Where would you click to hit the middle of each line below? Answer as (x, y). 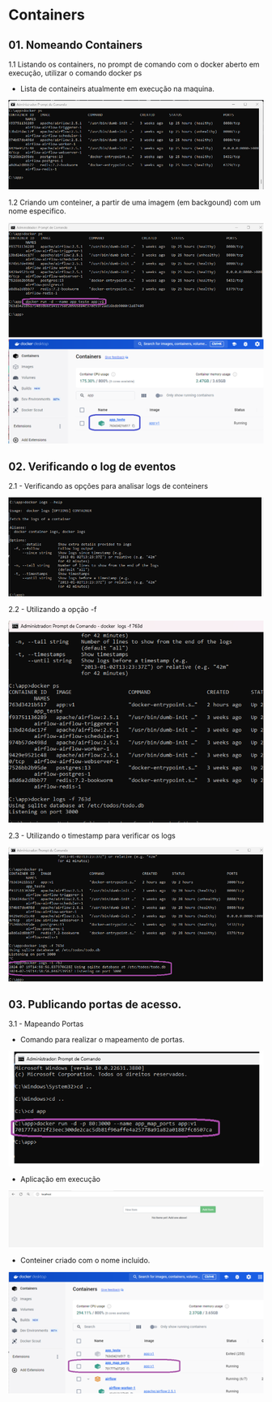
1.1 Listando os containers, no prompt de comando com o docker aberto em (134, 64)
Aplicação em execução (60, 1180)
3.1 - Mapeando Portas (46, 1024)
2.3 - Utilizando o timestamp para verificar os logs (92, 836)
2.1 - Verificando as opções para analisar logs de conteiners (108, 486)
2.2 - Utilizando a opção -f (53, 609)
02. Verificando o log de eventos (92, 466)
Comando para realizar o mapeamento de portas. (102, 1040)
